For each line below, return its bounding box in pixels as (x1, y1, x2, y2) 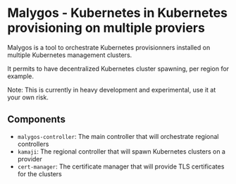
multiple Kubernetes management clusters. (7, 51, 132, 59)
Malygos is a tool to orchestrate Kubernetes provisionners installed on (7, 43, 211, 51)
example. (7, 72, 34, 80)
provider (17, 154, 42, 163)
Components (7, 114, 66, 125)
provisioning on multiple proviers (7, 20, 206, 36)
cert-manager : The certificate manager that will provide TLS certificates (17, 162, 225, 171)
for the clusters (17, 169, 62, 178)
